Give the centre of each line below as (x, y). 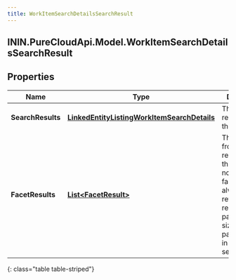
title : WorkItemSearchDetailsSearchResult (70, 14)
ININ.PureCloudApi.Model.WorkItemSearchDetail (118, 42)
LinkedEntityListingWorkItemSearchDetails (142, 117)
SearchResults (36, 117)
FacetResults (33, 194)
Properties (31, 77)
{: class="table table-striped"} (51, 269)
